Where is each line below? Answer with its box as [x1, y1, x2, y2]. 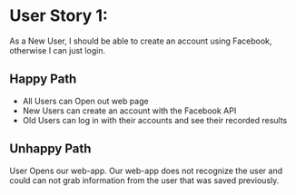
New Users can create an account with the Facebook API [22, 105, 237, 116]
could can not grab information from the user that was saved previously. [9, 174, 280, 186]
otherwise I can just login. [9, 44, 106, 55]
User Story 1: [9, 5, 109, 26]
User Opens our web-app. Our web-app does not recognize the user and [9, 165, 283, 176]
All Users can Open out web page [22, 95, 149, 106]
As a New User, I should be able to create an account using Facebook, [9, 35, 272, 46]
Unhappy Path [9, 141, 92, 157]
